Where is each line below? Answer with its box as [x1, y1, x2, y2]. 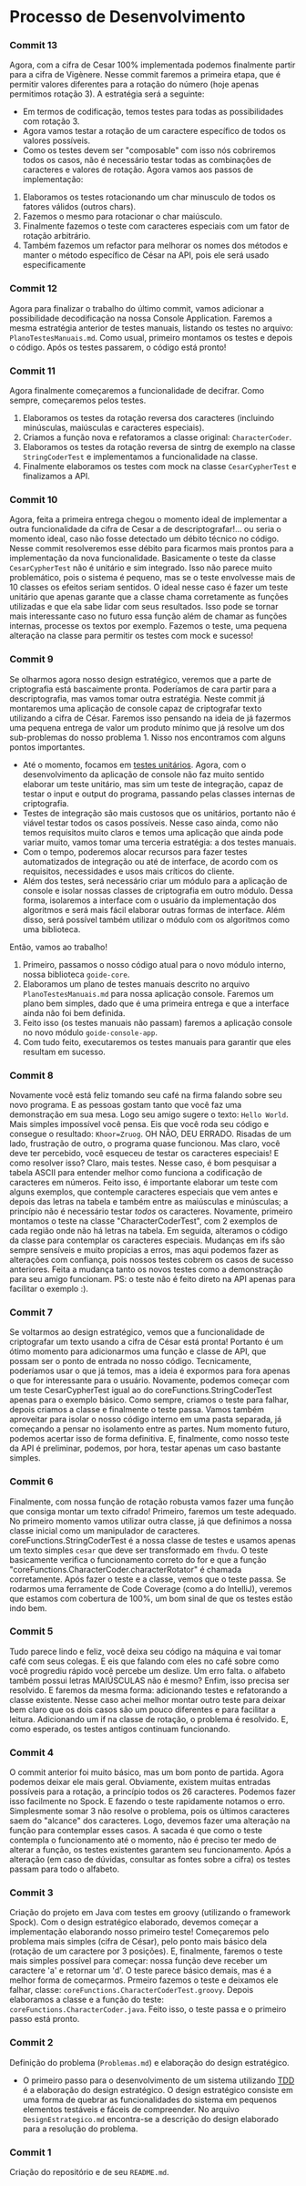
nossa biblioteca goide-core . [22, 969, 130, 980]
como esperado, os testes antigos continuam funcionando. [9, 1723, 230, 1734]
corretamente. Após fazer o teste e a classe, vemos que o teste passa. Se [9, 1574, 287, 1585]
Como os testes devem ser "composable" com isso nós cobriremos [22, 145, 276, 156]
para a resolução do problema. [22, 2123, 138, 2134]
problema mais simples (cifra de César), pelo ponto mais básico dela [9, 1936, 267, 1947]
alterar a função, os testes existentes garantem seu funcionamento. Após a [9, 1844, 291, 1855]
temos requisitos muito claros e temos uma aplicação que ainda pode [22, 826, 284, 837]
